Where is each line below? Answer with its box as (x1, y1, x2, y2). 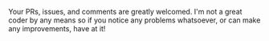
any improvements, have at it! (8, 24, 106, 33)
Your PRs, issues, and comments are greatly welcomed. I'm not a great (8, 7, 243, 16)
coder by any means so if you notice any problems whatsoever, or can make (8, 15, 261, 25)
